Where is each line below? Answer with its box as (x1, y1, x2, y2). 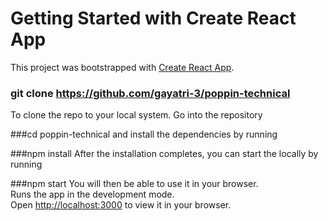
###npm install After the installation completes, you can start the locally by (10, 148, 319, 160)
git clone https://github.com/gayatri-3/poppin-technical (10, 86, 291, 100)
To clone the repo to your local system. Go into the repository (10, 109, 263, 121)
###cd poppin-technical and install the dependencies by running (10, 128, 278, 141)
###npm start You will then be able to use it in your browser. (10, 178, 259, 190)
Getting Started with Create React (10, 7, 297, 30)
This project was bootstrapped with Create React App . (10, 61, 235, 73)
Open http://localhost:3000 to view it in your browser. (10, 199, 232, 211)
